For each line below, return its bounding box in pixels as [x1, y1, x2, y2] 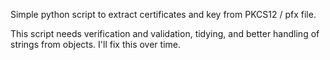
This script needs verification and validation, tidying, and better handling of [10, 28, 320, 39]
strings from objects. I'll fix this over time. [10, 39, 182, 50]
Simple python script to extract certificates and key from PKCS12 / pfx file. [10, 9, 317, 20]
